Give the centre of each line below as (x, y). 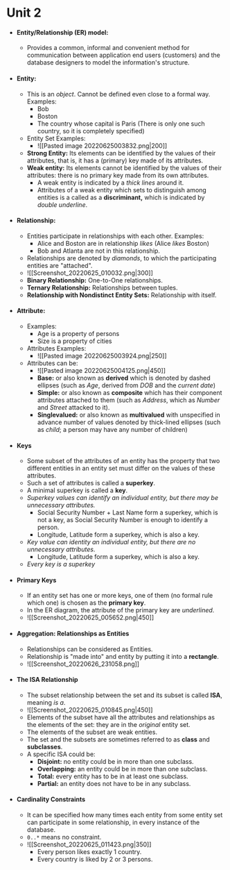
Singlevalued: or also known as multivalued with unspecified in (129, 415)
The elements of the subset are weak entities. (92, 732)
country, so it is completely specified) (91, 131)
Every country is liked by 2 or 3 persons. (95, 860)
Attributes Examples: (56, 348)
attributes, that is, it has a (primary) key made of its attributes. (115, 160)
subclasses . (45, 746)
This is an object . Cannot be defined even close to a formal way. (118, 94)
